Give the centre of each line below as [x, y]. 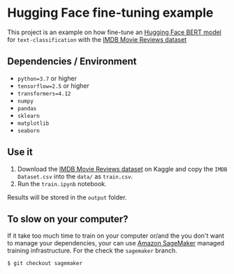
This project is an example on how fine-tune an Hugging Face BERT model [115, 32]
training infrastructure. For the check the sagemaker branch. [93, 251]
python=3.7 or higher [47, 78]
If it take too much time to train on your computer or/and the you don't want [116, 236]
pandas [27, 108]
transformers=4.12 [44, 93]
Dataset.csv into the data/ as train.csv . [75, 176]
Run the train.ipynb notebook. [62, 183]
